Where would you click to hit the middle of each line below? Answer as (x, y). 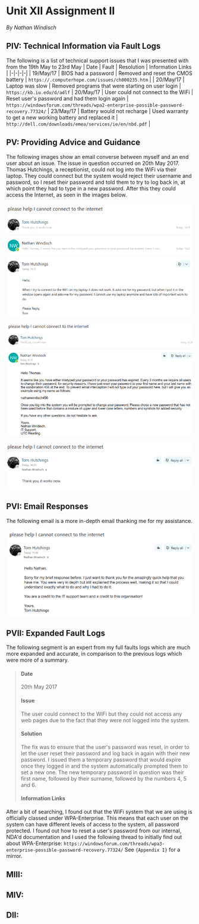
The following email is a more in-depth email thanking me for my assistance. (99, 521)
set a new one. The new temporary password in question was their (102, 772)
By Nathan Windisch (31, 27)
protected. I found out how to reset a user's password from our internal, (94, 831)
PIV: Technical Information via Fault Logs (83, 46)
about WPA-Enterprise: (34, 844)
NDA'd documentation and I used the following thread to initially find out (94, 837)
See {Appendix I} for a (152, 850)
